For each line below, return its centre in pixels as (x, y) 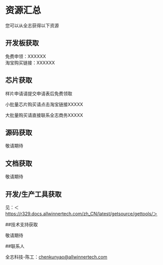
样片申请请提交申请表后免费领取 (39, 93)
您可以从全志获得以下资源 (32, 25)
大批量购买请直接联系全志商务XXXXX (44, 115)
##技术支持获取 (22, 225)
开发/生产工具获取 (34, 194)
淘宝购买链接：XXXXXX (30, 63)
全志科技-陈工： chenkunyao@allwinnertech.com (57, 257)
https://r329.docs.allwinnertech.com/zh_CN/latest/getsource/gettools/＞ (81, 214)
